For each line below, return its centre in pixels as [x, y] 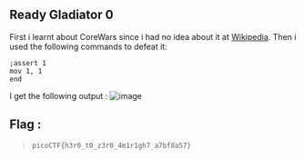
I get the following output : [59, 95]
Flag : [25, 125]
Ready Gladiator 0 [61, 15]
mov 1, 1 [26, 71]
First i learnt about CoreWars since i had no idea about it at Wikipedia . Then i [153, 36]
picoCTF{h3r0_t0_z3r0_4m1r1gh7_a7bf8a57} [111, 145]
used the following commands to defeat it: [88, 46]
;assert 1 [28, 63]
